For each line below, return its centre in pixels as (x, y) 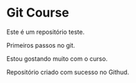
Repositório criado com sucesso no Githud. (68, 72)
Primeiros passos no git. (41, 45)
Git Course (38, 13)
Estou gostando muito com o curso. (57, 58)
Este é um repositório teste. (46, 32)
